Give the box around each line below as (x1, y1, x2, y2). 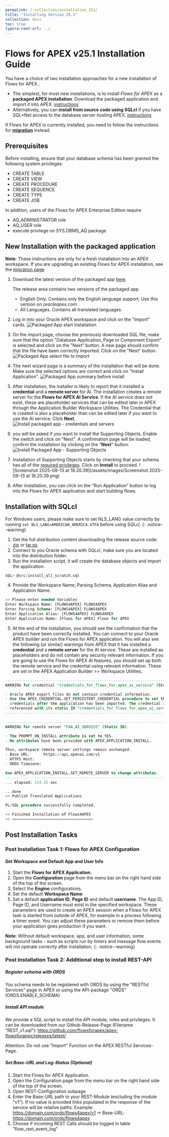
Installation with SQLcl (5, 502, 77, 511)
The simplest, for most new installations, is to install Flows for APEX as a (12, 90, 162, 97)
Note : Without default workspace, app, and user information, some (5, 933, 144, 939)
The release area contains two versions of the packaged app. (12, 286, 140, 292)
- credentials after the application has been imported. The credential (5, 701, 161, 706)
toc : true (5, 21, 26, 27)
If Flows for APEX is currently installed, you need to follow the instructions (5, 122, 158, 128)
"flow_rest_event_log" (12, 1126, 58, 1132)
